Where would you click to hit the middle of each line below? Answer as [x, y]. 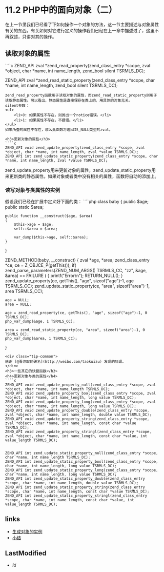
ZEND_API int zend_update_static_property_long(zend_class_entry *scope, [82, 470]
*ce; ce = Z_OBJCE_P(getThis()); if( [41, 265]
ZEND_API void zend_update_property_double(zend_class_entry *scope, [77, 411]
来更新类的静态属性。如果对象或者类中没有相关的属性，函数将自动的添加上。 [82, 176]
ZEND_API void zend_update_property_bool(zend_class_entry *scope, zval [81, 394]
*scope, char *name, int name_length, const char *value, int [70, 500]
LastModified [26, 553]
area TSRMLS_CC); [24, 291]
